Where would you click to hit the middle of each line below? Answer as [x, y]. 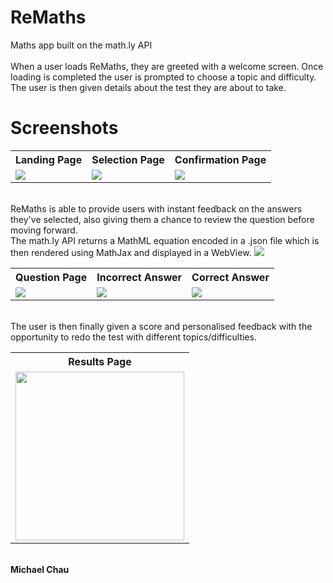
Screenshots [64, 128]
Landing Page [49, 159]
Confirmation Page [220, 159]
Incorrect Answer [139, 277]
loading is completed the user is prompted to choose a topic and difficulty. [163, 77]
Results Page [100, 361]
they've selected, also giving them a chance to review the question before [162, 219]
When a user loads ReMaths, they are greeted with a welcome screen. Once [167, 66]
